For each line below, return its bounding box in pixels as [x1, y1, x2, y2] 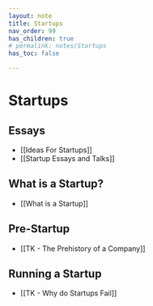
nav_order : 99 [8, 27, 57, 35]
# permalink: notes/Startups [8, 42, 107, 50]
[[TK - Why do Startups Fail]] [19, 288, 117, 298]
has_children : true [8, 34, 74, 43]
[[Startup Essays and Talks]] [19, 154, 115, 163]
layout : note [8, 11, 53, 20]
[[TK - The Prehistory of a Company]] [19, 244, 146, 253]
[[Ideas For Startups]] [19, 145, 93, 155]
